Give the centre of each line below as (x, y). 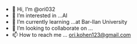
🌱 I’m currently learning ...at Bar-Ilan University (69, 22)
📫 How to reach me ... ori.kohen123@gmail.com (71, 35)
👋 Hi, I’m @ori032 (34, 9)
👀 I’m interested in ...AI (39, 15)
